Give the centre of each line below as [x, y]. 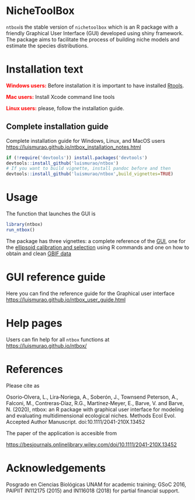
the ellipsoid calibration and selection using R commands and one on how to [98, 247]
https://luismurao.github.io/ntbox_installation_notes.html [74, 147]
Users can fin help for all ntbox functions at [58, 339]
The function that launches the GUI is [51, 214]
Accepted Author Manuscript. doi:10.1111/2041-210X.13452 [76, 422]
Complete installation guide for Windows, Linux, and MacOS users [86, 141]
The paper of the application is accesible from [62, 433]
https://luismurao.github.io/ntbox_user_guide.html [66, 299]
